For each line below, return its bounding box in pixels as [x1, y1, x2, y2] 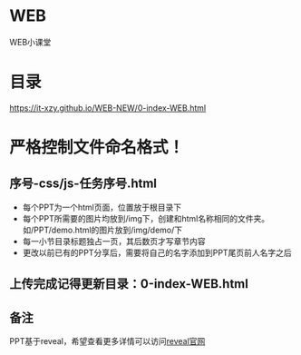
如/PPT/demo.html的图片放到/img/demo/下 [22, 224, 183, 235]
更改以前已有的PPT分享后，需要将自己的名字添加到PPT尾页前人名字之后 [22, 247, 292, 258]
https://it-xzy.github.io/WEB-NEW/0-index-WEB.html [9, 102, 207, 113]
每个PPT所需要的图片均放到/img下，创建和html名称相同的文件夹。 [22, 212, 270, 223]
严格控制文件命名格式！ [9, 137, 185, 158]
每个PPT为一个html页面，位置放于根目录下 [22, 202, 182, 212]
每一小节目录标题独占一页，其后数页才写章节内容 [22, 235, 206, 246]
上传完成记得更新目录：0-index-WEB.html [9, 276, 249, 291]
